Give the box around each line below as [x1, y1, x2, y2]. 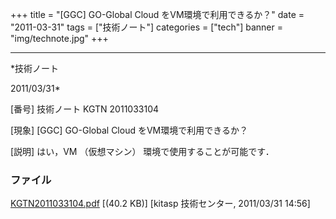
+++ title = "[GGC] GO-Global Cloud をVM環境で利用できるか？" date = [10, 9, 305, 20]
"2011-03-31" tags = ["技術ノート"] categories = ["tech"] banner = [10, 21, 283, 33]
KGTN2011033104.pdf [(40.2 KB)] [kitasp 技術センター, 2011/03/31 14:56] [10, 198, 311, 210]
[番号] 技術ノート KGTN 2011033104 [10, 103, 160, 115]
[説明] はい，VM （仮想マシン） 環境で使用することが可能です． [10, 146, 275, 157]
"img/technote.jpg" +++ [10, 33, 109, 44]
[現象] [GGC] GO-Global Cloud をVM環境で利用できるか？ [10, 124, 248, 136]
